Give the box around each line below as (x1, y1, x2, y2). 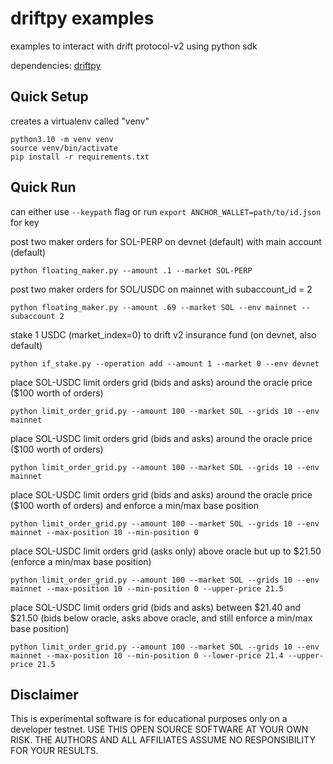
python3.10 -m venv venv (10, 134, 114, 144)
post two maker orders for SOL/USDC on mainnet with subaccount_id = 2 (10, 283, 313, 295)
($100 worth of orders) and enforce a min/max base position (10, 499, 259, 511)
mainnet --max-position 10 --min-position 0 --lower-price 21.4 (10, 650, 284, 661)
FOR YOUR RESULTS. (10, 745, 99, 757)
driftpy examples (10, 7, 155, 30)
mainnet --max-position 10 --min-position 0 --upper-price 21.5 (10, 583, 284, 594)
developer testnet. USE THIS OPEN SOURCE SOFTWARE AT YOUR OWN (10, 723, 309, 736)
